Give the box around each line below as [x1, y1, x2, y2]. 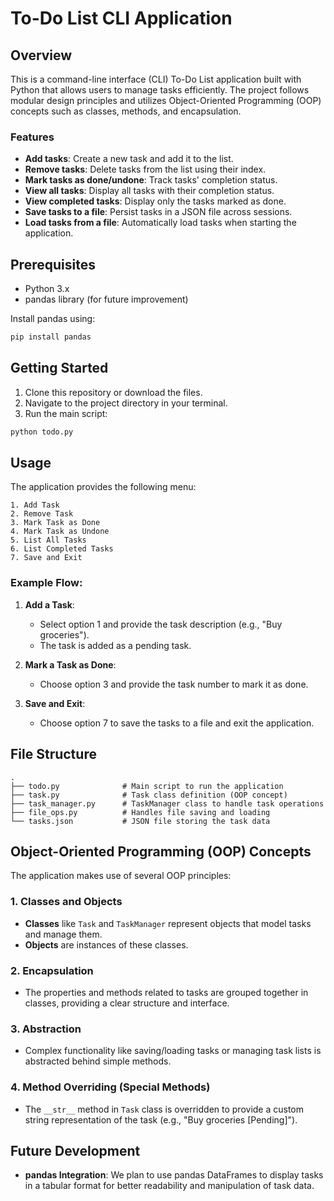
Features [10, 130, 55, 144]
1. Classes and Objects [10, 895, 123, 909]
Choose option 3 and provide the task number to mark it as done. [39, 678, 309, 690]
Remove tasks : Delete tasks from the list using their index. [24, 163, 267, 176]
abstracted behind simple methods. [24, 1055, 172, 1067]
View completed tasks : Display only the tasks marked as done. [24, 195, 287, 207]
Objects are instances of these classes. [24, 938, 189, 951]
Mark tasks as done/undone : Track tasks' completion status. [24, 174, 278, 186]
